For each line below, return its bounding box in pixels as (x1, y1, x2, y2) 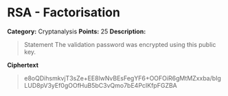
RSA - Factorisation (7, 5, 120, 20)
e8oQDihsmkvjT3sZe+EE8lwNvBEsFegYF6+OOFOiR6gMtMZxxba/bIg (23, 74, 222, 82)
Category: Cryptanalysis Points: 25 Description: (7, 27, 146, 35)
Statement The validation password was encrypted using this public (23, 40, 216, 48)
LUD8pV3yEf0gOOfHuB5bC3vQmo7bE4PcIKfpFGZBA (23, 81, 177, 89)
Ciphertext (7, 61, 39, 69)
